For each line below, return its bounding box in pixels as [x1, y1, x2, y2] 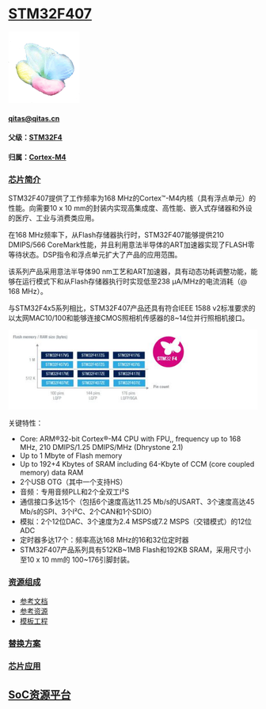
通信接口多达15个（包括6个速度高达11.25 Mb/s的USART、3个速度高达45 [19, 497, 255, 507]
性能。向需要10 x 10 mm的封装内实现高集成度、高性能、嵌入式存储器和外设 [8, 204, 253, 213]
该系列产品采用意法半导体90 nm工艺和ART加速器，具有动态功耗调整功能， [8, 267, 251, 276]
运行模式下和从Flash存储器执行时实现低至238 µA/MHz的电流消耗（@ [21, 276, 248, 286]
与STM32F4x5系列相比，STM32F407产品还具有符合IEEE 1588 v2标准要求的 [8, 303, 256, 313]
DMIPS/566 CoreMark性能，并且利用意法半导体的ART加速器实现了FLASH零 [8, 240, 255, 250]
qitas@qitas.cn [8, 113, 60, 123]
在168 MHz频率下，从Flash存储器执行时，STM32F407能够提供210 [8, 231, 224, 240]
